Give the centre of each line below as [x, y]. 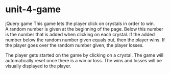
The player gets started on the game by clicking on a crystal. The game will [84, 55]
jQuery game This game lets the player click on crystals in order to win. [80, 23]
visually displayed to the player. [38, 66]
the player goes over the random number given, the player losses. [75, 45]
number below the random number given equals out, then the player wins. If [85, 40]
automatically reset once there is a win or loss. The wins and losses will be [84, 60]
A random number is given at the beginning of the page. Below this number [84, 29]
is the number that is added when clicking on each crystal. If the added [80, 34]
